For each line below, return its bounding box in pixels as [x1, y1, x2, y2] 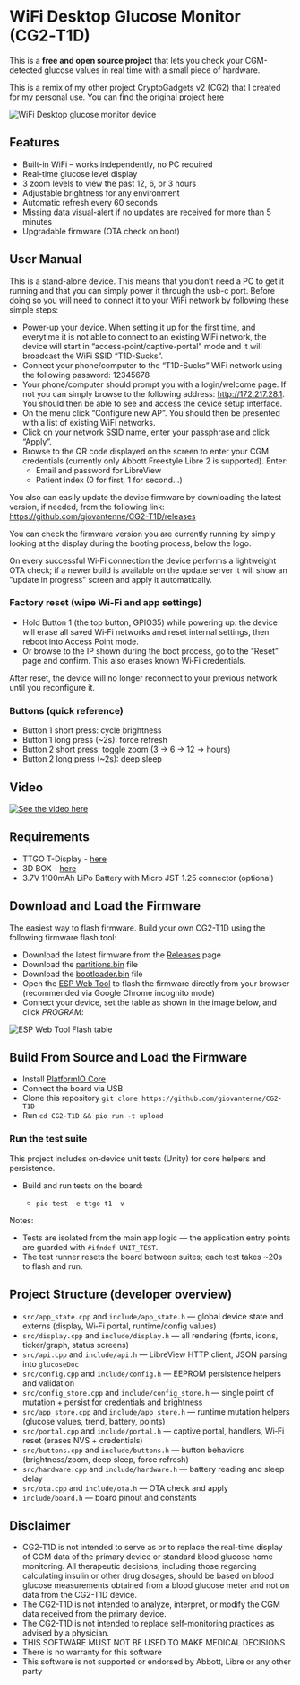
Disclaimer [9, 1518, 71, 1533]
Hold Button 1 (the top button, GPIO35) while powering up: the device [21, 617, 278, 628]
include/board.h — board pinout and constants [21, 1492, 197, 1503]
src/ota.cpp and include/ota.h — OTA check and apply [21, 1482, 228, 1493]
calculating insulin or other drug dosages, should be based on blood [21, 1570, 275, 1582]
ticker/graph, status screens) [21, 1339, 130, 1350]
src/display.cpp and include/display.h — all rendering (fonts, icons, [21, 1329, 279, 1340]
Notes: [9, 1214, 34, 1225]
